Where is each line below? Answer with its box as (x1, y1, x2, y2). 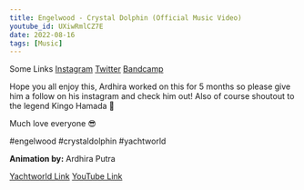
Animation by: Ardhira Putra (9, 154, 116, 165)
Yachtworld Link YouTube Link (9, 171, 123, 182)
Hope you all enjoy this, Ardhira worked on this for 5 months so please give (9, 81, 291, 92)
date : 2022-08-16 (9, 30, 76, 39)
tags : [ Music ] (9, 38, 64, 48)
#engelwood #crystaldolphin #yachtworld (9, 135, 167, 146)
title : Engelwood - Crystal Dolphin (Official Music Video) (9, 13, 243, 23)
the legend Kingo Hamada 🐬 (9, 101, 116, 112)
